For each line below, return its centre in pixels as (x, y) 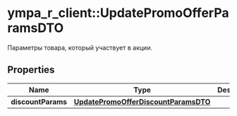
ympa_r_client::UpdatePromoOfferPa (118, 13)
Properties (31, 70)
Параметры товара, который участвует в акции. (80, 47)
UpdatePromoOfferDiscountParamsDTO (142, 102)
